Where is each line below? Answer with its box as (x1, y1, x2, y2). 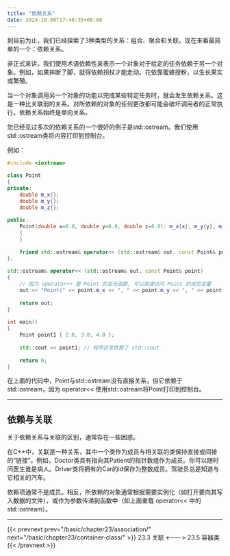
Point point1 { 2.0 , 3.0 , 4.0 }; (19, 332, 115, 339)
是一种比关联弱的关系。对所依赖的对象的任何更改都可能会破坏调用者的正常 (7, 99, 217, 108)
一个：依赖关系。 (18, 45, 67, 53)
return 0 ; (19, 357, 48, 364)
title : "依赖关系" (7, 10, 56, 17)
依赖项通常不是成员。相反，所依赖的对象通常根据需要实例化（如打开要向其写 (7, 488, 223, 496)
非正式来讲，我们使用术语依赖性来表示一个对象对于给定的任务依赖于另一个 (7, 59, 217, 67)
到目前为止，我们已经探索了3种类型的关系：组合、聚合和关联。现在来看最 (7, 36, 215, 45)
